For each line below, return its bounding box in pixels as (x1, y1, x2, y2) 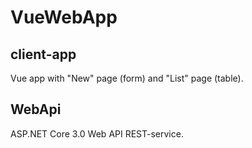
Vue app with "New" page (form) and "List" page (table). (10, 72, 244, 84)
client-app (10, 46, 77, 63)
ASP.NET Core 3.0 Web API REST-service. (10, 127, 184, 140)
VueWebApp (10, 6, 118, 29)
